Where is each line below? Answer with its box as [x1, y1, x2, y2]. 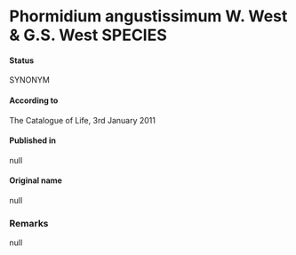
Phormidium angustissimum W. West [9, 6, 288, 27]
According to [9, 95, 59, 106]
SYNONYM [9, 75, 51, 85]
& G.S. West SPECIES [9, 25, 167, 45]
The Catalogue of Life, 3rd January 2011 [9, 115, 156, 125]
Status [9, 55, 35, 66]
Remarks [9, 217, 49, 229]
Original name [9, 175, 62, 186]
